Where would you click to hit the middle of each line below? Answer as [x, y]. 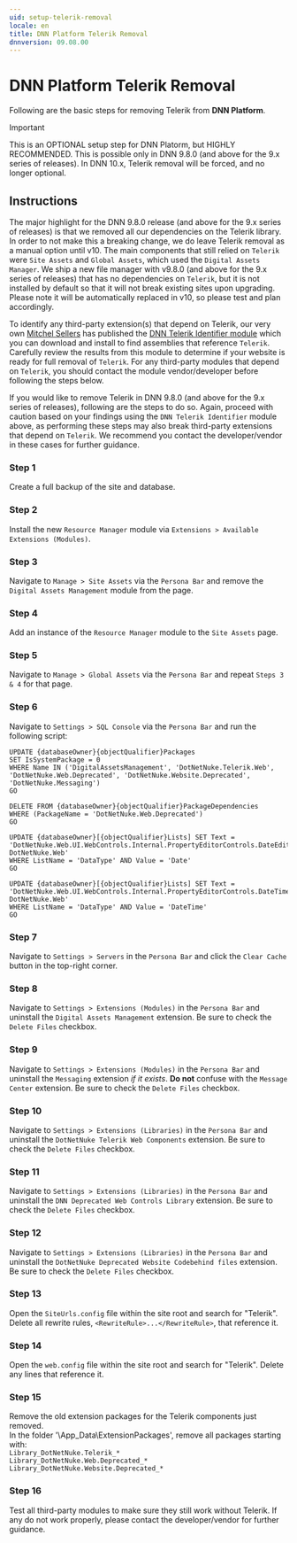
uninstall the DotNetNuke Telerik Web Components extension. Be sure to [137, 1139]
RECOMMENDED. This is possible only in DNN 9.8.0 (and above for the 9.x [145, 154]
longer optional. [38, 173]
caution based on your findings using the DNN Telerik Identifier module [143, 416]
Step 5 [23, 655]
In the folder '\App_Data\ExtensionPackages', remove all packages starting [145, 1435]
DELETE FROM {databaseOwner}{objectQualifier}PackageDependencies [134, 806]
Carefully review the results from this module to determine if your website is [147, 352]
